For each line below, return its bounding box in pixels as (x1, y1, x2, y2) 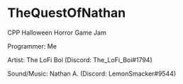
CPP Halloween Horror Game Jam (7, 28, 106, 37)
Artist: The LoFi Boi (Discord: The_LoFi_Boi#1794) (7, 55, 152, 64)
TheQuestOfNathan (7, 5, 126, 21)
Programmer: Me (7, 42, 57, 50)
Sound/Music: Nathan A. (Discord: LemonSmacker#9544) (7, 69, 177, 78)
